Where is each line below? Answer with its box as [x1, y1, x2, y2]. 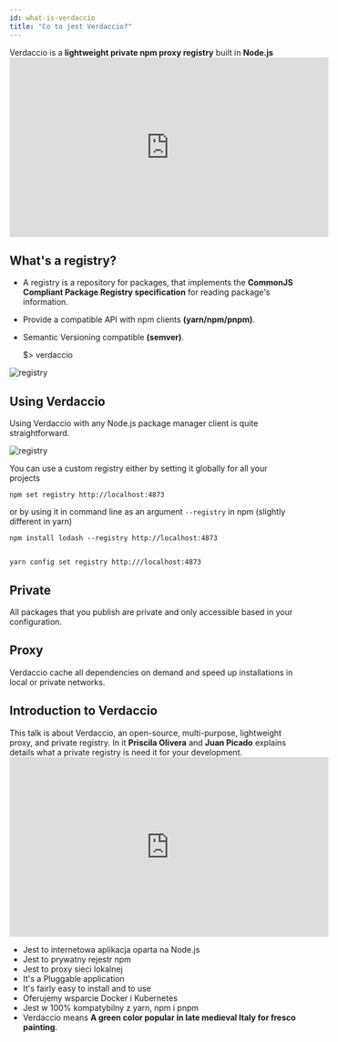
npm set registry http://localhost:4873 [9, 490, 166, 500]
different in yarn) [9, 516, 73, 527]
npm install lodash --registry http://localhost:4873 [9, 534, 219, 543]
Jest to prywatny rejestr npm [22, 953, 132, 964]
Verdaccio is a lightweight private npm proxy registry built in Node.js [9, 47, 273, 57]
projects [9, 473, 41, 484]
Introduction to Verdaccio [9, 703, 158, 719]
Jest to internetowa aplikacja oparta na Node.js [22, 943, 200, 954]
